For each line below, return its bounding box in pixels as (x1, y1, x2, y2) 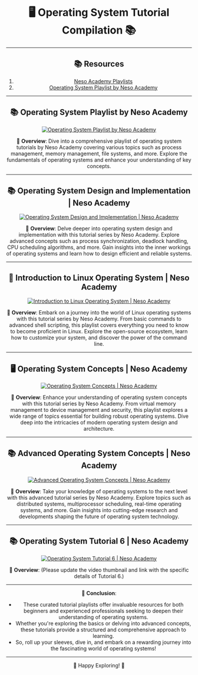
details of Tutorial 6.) (74, 572, 124, 579)
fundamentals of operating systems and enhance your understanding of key (6, 156, 192, 163)
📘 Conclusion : (81, 589, 117, 597)
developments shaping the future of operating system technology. (18, 513, 180, 520)
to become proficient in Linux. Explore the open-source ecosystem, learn (10, 328, 188, 335)
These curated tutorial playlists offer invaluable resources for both (23, 601, 184, 608)
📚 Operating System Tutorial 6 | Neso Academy (9, 536, 189, 546)
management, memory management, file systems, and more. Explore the (11, 150, 187, 157)
